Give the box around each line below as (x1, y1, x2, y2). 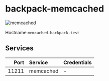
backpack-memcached (5, 3, 104, 15)
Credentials (63, 59, 92, 66)
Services (5, 44, 34, 53)
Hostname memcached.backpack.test (5, 29, 79, 35)
